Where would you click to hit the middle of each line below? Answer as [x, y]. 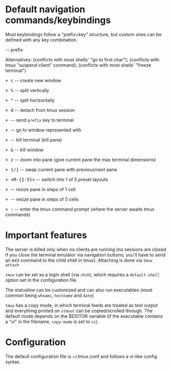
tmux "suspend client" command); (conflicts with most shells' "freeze [78, 65]
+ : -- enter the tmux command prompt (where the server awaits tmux [80, 209]
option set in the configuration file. [42, 280]
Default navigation [45, 9]
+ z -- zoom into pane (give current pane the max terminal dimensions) [81, 159]
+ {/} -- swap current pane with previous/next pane [61, 169]
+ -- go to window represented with [43, 130]
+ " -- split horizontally [30, 100]
